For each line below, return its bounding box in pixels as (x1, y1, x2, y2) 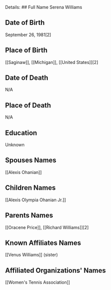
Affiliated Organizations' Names (5, 266, 106, 275)
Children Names (5, 183, 56, 192)
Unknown (5, 142, 25, 148)
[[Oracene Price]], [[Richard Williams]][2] (5, 224, 89, 230)
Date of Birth (5, 18, 45, 27)
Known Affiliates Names (5, 238, 81, 247)
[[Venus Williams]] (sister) (5, 252, 58, 258)
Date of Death (5, 74, 48, 82)
